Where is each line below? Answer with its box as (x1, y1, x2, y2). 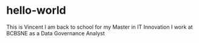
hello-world (6, 4, 67, 17)
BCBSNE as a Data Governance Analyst (6, 29, 105, 36)
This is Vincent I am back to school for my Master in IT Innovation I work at (6, 23, 193, 30)
